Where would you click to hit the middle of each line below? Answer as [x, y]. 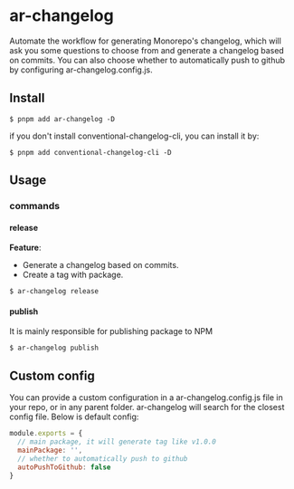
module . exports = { [46, 434]
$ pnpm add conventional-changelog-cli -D [90, 152]
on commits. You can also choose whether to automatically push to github [147, 60]
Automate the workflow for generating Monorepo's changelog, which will [146, 41]
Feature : [26, 248]
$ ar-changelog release [54, 292]
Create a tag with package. [73, 275]
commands [35, 206]
